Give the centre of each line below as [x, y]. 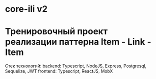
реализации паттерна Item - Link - [78, 42]
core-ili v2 [26, 9]
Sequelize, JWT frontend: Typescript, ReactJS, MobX [59, 71]
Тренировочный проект [56, 32]
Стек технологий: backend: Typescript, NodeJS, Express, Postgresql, [76, 66]
